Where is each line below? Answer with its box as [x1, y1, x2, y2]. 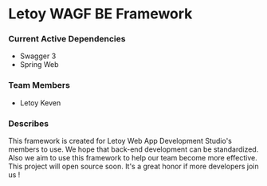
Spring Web [19, 60, 59, 69]
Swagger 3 [19, 51, 57, 61]
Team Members [8, 80, 70, 91]
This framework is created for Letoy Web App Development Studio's [8, 137, 233, 146]
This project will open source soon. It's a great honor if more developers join [8, 161, 259, 172]
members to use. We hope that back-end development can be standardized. [8, 144, 259, 154]
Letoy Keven [19, 97, 61, 108]
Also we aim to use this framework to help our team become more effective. [8, 153, 257, 163]
